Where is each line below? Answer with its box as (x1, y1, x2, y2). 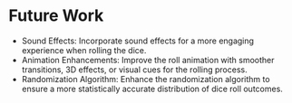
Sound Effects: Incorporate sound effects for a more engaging (21, 35, 255, 46)
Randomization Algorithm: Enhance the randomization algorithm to (21, 73, 270, 84)
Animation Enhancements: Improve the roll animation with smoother (21, 54, 275, 65)
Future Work (8, 5, 104, 26)
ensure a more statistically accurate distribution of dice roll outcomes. (21, 83, 283, 94)
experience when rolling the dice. (21, 44, 147, 55)
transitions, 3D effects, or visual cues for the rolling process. (21, 64, 248, 75)
